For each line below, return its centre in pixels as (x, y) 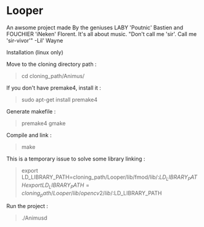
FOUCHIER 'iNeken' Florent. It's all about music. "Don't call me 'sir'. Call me (102, 34)
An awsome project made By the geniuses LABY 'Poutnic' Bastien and (95, 27)
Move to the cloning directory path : (51, 64)
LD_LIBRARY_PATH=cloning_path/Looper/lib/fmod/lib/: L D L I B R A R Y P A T (109, 178)
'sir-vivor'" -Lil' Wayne (35, 40)
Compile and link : (29, 135)
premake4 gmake (43, 123)
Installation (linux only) (35, 52)
